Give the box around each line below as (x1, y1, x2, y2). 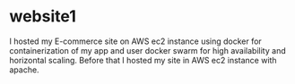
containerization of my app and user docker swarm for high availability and (9, 45, 286, 55)
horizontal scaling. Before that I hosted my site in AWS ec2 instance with (9, 55, 277, 65)
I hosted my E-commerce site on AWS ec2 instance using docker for (9, 36, 262, 46)
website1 (9, 6, 76, 27)
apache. (9, 64, 39, 75)
